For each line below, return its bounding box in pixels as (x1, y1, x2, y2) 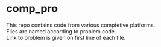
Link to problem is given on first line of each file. (6, 34, 126, 41)
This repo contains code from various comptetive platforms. (6, 21, 156, 29)
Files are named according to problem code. (6, 27, 116, 35)
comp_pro (6, 2, 58, 15)
